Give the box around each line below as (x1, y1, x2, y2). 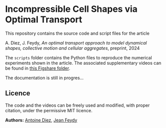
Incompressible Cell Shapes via (5, 3, 138, 15)
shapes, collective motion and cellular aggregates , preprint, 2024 (5, 45, 140, 51)
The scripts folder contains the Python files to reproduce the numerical (5, 54, 153, 60)
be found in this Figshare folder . (5, 65, 71, 71)
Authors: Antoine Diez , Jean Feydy (5, 117, 78, 123)
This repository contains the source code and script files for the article (5, 30, 150, 36)
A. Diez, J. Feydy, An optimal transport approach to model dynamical (5, 40, 147, 45)
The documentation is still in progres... (5, 75, 84, 81)
